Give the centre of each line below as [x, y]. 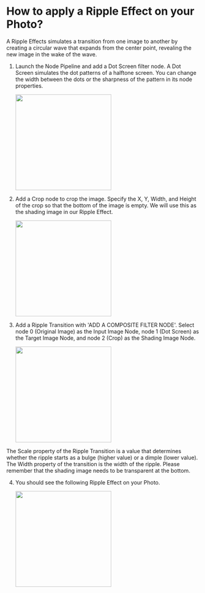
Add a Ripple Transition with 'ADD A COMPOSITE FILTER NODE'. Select [105, 325]
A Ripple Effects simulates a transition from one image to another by [92, 41]
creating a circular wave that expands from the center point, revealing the [99, 48]
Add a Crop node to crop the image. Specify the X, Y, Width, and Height [106, 199]
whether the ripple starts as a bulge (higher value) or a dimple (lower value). [102, 457]
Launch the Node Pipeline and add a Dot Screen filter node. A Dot [98, 66]
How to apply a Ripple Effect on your [100, 11]
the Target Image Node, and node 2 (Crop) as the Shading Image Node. [105, 338]
